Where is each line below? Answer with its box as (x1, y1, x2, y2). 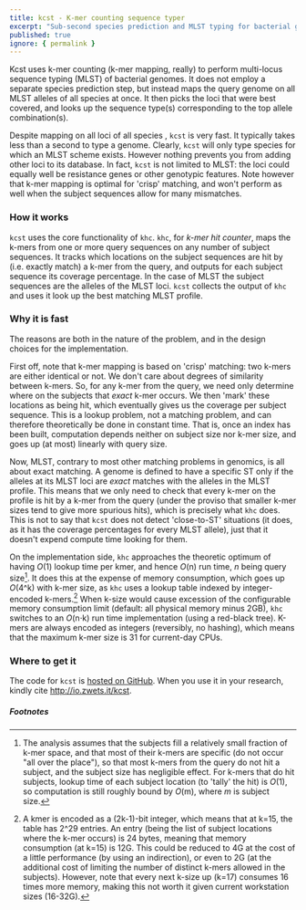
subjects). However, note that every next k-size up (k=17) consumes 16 (22, 872, 290, 883)
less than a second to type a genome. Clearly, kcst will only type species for (9, 140, 296, 151)
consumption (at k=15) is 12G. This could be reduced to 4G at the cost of (22, 842, 296, 853)
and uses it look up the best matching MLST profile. (9, 289, 203, 301)
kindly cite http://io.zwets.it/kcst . (9, 685, 132, 696)
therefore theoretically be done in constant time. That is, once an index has (9, 419, 291, 430)
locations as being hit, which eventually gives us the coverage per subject (9, 399, 287, 411)
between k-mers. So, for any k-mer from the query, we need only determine (9, 380, 294, 391)
